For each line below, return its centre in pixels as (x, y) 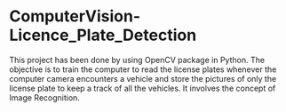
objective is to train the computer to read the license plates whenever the (143, 69)
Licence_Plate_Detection (103, 35)
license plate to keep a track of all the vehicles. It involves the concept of (143, 88)
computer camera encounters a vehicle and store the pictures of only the (143, 78)
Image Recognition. (44, 97)
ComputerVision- (75, 16)
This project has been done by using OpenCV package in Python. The (137, 60)
